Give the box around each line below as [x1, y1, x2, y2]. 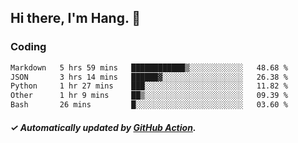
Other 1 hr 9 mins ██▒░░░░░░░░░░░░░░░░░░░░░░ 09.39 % [10, 91, 288, 101]
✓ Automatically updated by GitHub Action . [10, 121, 197, 133]
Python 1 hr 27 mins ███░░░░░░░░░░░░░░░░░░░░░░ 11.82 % [10, 81, 288, 91]
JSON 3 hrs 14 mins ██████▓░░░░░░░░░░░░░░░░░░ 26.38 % [10, 72, 288, 82]
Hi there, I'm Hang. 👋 [10, 10, 142, 27]
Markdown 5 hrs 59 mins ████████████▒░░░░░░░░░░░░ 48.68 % [10, 62, 288, 73]
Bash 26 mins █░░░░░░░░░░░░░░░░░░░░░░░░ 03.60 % [10, 100, 288, 110]
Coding [10, 40, 47, 54]
